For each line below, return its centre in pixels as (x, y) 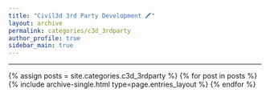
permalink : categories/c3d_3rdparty (70, 30)
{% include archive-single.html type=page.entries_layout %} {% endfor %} (132, 84)
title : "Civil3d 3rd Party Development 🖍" (82, 16)
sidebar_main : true (41, 46)
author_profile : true (45, 38)
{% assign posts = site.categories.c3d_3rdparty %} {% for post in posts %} (133, 76)
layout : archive (35, 23)
